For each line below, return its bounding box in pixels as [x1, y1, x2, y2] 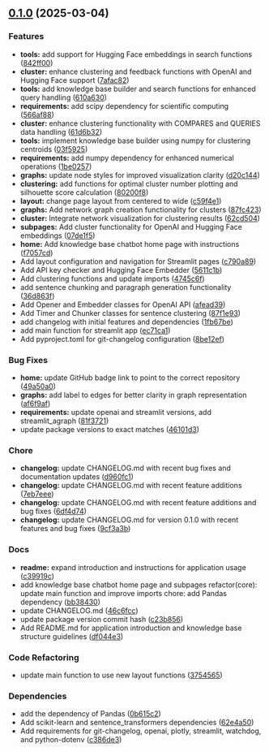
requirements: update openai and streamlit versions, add [19, 407, 212, 417]
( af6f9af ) [19, 398, 51, 408]
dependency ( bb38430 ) [19, 597, 101, 607]
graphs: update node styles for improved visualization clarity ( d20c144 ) [19, 170, 261, 179]
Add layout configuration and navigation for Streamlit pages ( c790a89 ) [19, 256, 257, 266]
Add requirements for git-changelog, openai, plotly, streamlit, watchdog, [19, 726, 262, 736]
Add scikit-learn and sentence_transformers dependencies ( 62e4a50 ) [19, 718, 254, 728]
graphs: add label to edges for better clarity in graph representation [19, 390, 247, 400]
